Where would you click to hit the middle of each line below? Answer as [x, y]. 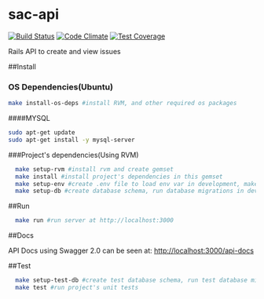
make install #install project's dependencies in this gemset [119, 177]
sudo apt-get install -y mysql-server [71, 140]
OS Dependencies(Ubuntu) [61, 86]
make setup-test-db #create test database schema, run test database [131, 280]
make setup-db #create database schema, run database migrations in [130, 191]
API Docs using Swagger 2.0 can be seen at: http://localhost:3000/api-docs [131, 251]
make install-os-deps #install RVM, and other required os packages [123, 104]
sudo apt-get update [42, 133]
